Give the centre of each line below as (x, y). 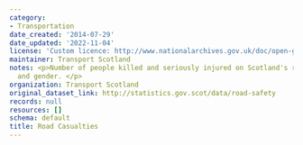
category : (28, 18)
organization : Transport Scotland (74, 85)
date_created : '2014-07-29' (62, 34)
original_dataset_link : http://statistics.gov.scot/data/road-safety (143, 93)
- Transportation (42, 26)
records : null (36, 101)
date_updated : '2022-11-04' (62, 43)
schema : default (40, 118)
